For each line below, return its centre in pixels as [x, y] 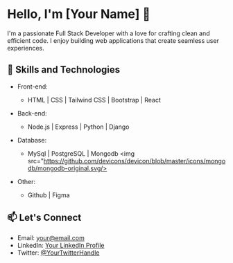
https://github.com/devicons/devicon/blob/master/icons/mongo [135, 161]
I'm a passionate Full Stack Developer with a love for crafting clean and [109, 33]
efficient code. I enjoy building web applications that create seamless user [113, 40]
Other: [26, 181]
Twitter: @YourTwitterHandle [58, 253]
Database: [32, 140]
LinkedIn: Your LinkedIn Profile [61, 245]
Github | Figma [49, 195]
